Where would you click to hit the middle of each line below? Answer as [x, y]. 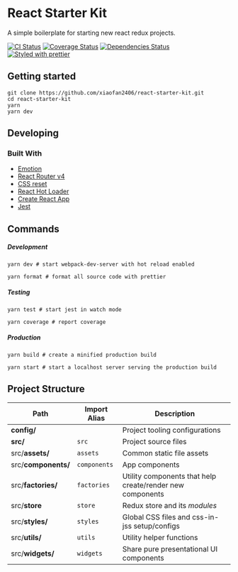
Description [175, 414]
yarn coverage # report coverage [57, 322]
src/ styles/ [29, 522]
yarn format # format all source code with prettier [87, 276]
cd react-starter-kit [39, 99]
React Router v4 [41, 176]
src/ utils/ [26, 537]
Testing [19, 292]
